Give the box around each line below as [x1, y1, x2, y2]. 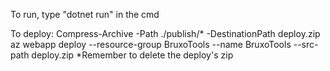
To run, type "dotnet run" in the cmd [10, 9, 160, 20]
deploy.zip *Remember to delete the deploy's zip [31, 49, 234, 61]
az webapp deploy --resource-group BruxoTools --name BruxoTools [10, 39, 292, 50]
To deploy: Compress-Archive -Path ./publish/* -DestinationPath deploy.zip [10, 28, 321, 39]
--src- [293, 39, 319, 50]
